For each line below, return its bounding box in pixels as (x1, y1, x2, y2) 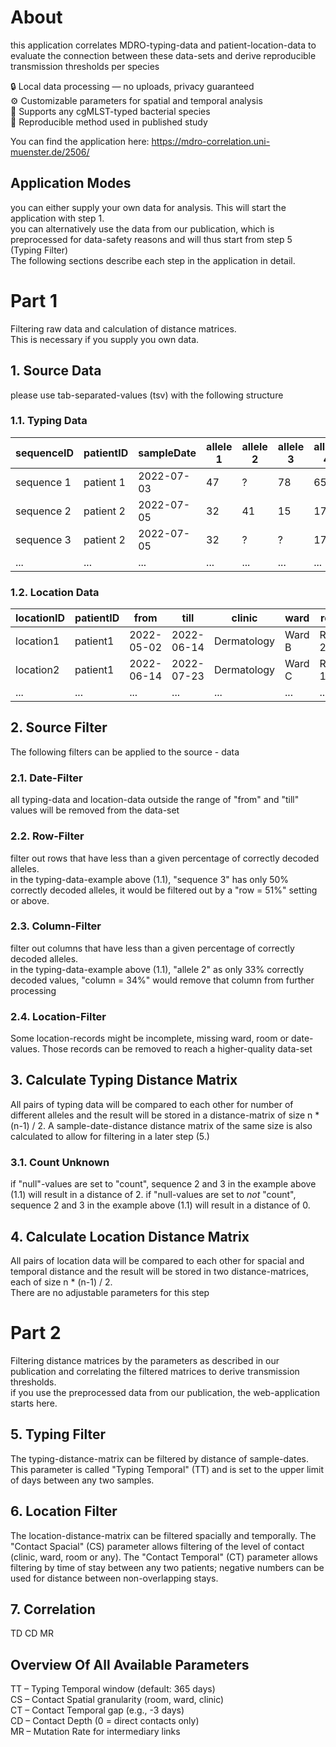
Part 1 (10, 289, 58, 312)
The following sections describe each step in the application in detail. (10, 254, 296, 266)
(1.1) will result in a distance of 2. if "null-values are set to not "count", (10, 1189, 297, 1201)
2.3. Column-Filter (10, 919, 102, 933)
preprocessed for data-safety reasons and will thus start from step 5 (10, 233, 293, 245)
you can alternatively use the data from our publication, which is (10, 222, 275, 235)
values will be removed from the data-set (10, 804, 180, 816)
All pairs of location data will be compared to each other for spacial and (10, 1255, 305, 1267)
